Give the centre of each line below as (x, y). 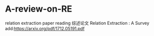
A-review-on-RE (39, 9)
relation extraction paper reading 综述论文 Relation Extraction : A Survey (77, 23)
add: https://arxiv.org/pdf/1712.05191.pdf (45, 28)
